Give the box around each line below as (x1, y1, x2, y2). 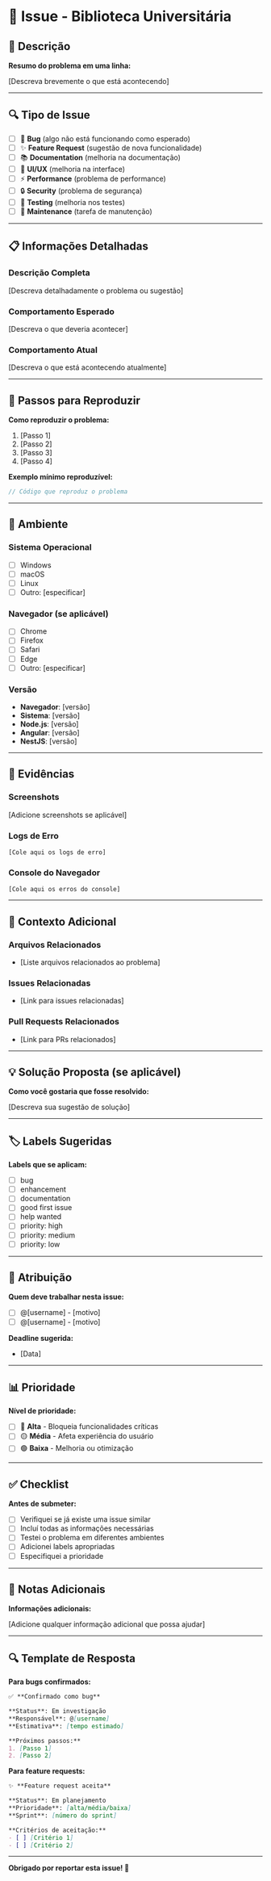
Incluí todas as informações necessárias (19, 1523, 155, 1533)
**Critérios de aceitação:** (8, 1826, 106, 1834)
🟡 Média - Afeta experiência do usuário (19, 1431, 154, 1441)
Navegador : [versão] (19, 702, 90, 711)
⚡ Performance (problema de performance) (19, 174, 167, 183)
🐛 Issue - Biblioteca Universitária (8, 7, 232, 26)
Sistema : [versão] (19, 710, 81, 720)
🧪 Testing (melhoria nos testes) (19, 198, 126, 207)
